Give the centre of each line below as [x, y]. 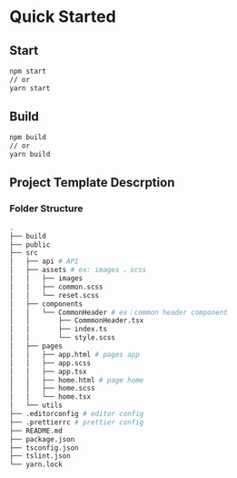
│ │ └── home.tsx [50, 397]
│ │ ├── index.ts [58, 330]
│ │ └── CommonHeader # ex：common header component [119, 312]
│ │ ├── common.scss [56, 287]
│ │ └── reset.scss [54, 295]
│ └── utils [36, 406]
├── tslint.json [40, 456]
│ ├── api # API [44, 261]
